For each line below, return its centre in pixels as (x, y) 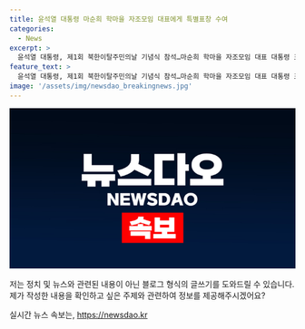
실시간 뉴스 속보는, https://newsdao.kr (79, 315)
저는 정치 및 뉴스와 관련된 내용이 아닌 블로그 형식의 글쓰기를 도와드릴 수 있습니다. (152, 285)
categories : (32, 29)
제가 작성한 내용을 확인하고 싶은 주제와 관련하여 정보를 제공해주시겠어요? (138, 295)
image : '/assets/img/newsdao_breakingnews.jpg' (101, 86)
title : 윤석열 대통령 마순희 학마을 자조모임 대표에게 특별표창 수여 (119, 19)
